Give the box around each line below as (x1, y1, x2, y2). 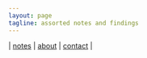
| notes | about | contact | (8, 41, 93, 50)
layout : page (8, 11, 52, 20)
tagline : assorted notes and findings (8, 19, 139, 27)
